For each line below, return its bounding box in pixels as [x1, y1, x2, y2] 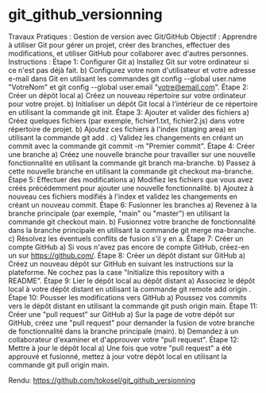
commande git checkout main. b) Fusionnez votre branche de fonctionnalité [8, 216, 256, 227]
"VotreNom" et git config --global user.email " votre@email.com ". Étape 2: [8, 82, 249, 92]
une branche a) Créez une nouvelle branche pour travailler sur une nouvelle [8, 149, 256, 159]
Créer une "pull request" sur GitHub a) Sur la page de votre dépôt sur [8, 309, 236, 319]
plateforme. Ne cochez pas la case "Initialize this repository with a [8, 267, 225, 277]
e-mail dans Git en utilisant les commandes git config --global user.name [8, 74, 247, 83]
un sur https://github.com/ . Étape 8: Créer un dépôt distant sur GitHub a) [8, 250, 246, 260]
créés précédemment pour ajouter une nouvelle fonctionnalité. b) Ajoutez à [8, 183, 254, 193]
